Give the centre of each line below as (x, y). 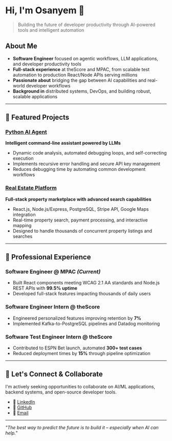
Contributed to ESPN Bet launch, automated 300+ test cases (77, 348)
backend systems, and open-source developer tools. (61, 392)
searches (23, 236)
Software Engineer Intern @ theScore (53, 307)
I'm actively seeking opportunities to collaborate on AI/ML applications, (80, 386)
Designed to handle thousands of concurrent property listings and (82, 231)
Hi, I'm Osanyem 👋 (45, 10)
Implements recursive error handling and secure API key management (86, 164)
